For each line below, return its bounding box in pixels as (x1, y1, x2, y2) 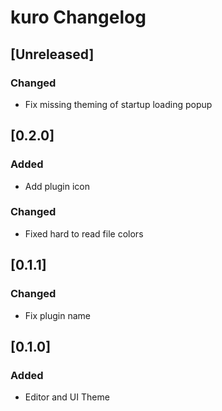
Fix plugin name (24, 309, 92, 321)
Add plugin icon (24, 180, 91, 192)
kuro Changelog (10, 6, 147, 29)
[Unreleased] (10, 46, 95, 63)
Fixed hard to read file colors (24, 227, 144, 240)
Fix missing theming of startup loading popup (24, 98, 213, 110)
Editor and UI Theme (24, 391, 110, 403)
